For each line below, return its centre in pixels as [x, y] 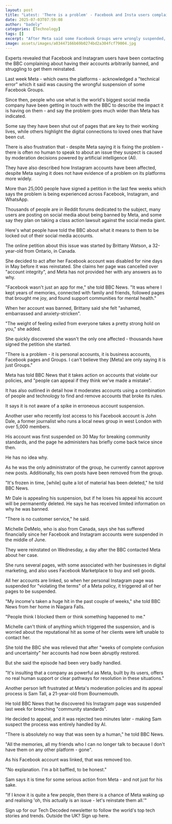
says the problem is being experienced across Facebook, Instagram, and [82, 194]
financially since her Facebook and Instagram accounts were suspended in [84, 534]
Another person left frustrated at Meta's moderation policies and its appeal [84, 688]
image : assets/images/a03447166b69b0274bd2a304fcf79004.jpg [71, 44]
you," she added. [23, 329]
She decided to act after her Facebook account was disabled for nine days [84, 261]
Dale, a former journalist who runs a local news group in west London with [84, 421]
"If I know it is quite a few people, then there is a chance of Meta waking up [85, 795]
